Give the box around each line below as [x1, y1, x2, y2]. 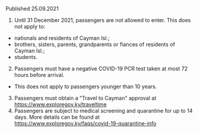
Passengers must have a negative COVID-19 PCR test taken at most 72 [14, 65, 188, 72]
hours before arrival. [14, 72, 65, 78]
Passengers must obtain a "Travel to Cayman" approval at [14, 95, 157, 101]
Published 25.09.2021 [5, 5, 59, 12]
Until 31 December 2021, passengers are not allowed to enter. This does [14, 17, 191, 23]
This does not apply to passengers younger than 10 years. [14, 83, 157, 90]
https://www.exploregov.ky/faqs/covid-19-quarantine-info [14, 120, 157, 127]
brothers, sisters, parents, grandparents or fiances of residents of [14, 41, 175, 48]
